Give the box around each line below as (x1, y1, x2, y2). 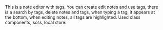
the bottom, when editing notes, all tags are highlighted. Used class (5, 15, 141, 20)
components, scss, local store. (5, 19, 67, 25)
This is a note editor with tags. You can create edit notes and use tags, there (5, 4, 159, 10)
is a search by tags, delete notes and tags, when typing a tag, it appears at (5, 9, 155, 15)
